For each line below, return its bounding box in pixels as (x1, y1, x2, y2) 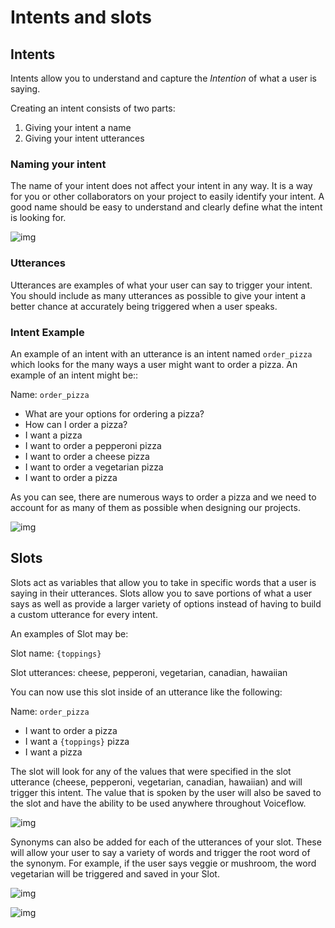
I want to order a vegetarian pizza (24, 461, 164, 473)
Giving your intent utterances (24, 132, 145, 144)
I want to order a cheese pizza (24, 450, 150, 462)
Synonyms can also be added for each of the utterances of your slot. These (10, 836, 322, 848)
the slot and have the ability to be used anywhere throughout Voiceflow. (10, 797, 307, 809)
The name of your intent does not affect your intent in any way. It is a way (10, 180, 313, 192)
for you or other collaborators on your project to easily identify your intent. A (10, 191, 325, 203)
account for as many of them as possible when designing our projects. (10, 501, 301, 513)
